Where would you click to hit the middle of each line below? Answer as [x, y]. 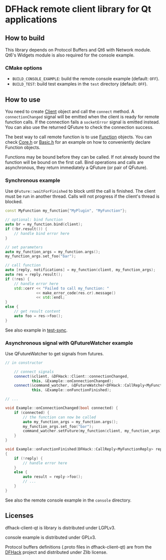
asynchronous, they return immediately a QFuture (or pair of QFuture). [77, 168]
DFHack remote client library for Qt [78, 9]
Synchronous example [33, 180]
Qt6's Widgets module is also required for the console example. [70, 55]
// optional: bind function [34, 220]
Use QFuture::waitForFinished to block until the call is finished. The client [80, 191]
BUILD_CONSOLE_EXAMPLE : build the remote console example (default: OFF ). [86, 79]
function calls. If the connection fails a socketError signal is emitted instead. [83, 122]
